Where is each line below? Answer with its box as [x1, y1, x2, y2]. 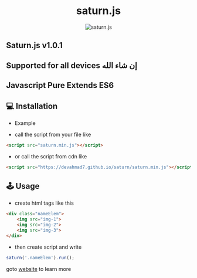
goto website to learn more [6, 265, 72, 272]
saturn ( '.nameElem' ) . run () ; [6, 255, 75, 260]
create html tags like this [14, 199, 74, 206]
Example [14, 119, 36, 127]
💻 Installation [6, 101, 58, 111]
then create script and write [14, 243, 82, 250]
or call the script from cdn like [14, 152, 87, 160]
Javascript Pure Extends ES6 [6, 80, 114, 90]
